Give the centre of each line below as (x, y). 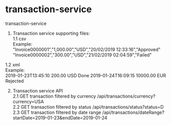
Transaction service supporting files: (51, 33)
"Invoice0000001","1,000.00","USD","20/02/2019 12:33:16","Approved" (87, 49)
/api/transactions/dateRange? (133, 112)
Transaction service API (38, 90)
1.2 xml (13, 65)
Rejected (15, 81)
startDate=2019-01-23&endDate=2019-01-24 (60, 117)
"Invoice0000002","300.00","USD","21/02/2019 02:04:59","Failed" (82, 55)
